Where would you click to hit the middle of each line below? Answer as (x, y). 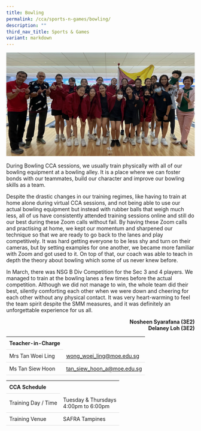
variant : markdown (29, 38)
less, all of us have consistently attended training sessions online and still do (100, 216)
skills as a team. (26, 185)
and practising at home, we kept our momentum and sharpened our (89, 229)
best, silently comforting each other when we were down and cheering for (98, 291)
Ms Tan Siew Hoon (32, 369)
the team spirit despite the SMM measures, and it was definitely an (89, 304)
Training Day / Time (33, 403)
